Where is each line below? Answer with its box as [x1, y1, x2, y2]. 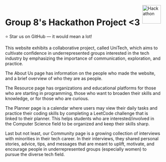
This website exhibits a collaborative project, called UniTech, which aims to [5, 44, 158, 51]
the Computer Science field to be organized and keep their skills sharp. [5, 121, 150, 126]
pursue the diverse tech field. [5, 151, 65, 157]
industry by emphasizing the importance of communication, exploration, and [5, 55, 161, 61]
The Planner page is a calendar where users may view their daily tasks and [5, 105, 158, 111]
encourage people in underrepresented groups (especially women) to [5, 146, 147, 152]
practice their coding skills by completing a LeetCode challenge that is [5, 110, 148, 116]
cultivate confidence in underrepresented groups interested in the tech [5, 50, 150, 56]
